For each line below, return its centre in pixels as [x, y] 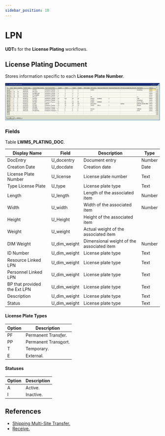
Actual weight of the [104, 229]
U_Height [61, 219]
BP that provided [24, 284]
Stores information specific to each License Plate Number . [65, 76]
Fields [13, 131]
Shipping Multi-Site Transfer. [41, 423]
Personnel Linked [25, 272]
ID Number [18, 253]
